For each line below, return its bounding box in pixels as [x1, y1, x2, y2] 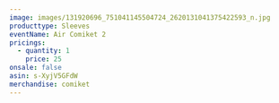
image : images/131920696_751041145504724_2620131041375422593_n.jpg [9, 13, 271, 22]
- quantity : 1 [17, 47, 70, 56]
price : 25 [25, 55, 63, 64]
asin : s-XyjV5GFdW [9, 72, 78, 81]
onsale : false [9, 64, 63, 73]
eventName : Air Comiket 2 [9, 30, 106, 39]
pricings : [9, 38, 47, 47]
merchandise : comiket [9, 80, 91, 89]
